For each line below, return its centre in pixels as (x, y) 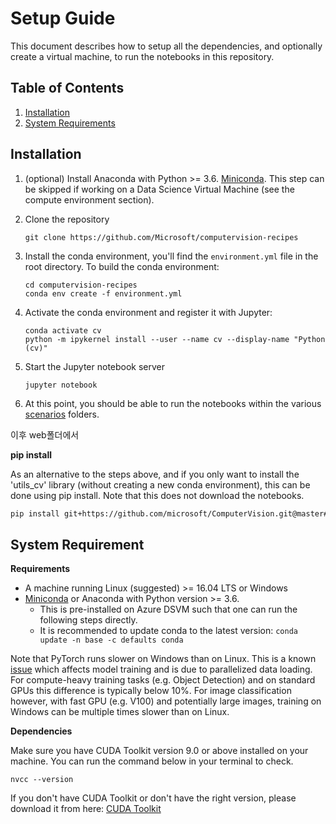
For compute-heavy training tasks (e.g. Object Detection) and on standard (163, 680)
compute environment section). (89, 199)
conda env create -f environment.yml (103, 293)
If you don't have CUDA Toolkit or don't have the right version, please (153, 798)
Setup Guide (63, 18)
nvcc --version (42, 780)
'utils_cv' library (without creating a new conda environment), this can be (160, 484)
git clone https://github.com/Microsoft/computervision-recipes (161, 237)
